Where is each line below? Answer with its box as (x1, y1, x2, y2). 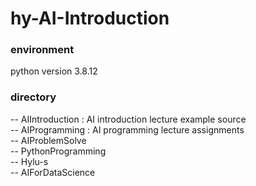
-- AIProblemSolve (10, 134, 87, 146)
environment (10, 43, 75, 57)
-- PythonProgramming (10, 145, 107, 157)
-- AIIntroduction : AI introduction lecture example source (10, 113, 247, 125)
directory (10, 90, 57, 104)
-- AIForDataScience (10, 166, 96, 178)
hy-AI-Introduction (10, 7, 170, 30)
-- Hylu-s (10, 155, 49, 167)
